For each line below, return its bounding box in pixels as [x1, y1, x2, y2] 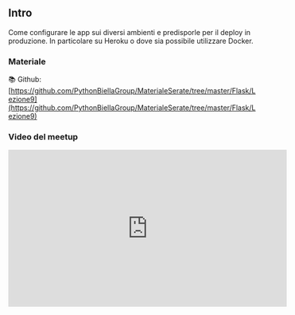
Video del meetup [8, 132, 78, 143]
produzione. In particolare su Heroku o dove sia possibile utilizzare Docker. [8, 36, 254, 45]
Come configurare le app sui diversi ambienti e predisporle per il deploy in [8, 27, 251, 37]
